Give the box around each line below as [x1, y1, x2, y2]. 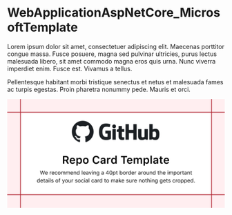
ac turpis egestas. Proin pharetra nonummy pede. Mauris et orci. [7, 85, 191, 93]
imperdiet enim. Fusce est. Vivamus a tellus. [7, 64, 133, 73]
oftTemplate [7, 19, 78, 35]
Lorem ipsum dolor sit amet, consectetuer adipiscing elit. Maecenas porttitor [7, 42, 224, 50]
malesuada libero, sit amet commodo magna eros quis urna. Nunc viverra [7, 57, 216, 65]
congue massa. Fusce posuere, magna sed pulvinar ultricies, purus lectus [7, 50, 217, 58]
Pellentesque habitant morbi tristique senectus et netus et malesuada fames [7, 77, 224, 86]
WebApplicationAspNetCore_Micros [7, 5, 221, 21]
